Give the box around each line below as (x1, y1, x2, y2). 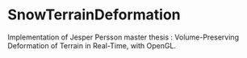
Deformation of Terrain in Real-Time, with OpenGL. (7, 40, 177, 50)
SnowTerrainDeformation (7, 6, 181, 24)
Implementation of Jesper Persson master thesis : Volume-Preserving (7, 32, 240, 42)
